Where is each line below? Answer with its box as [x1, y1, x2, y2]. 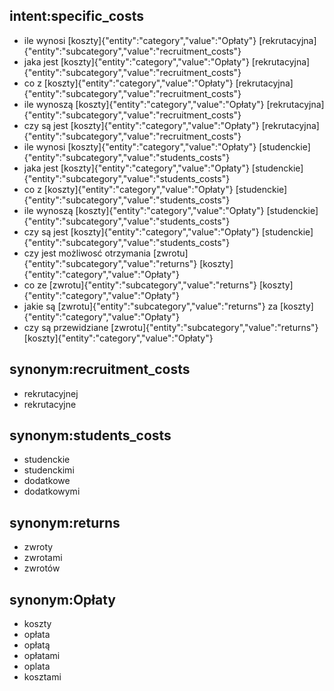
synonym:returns [9, 514, 121, 531]
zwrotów [23, 562, 61, 574]
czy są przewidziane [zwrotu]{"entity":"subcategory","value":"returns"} [23, 321, 319, 333]
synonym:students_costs [9, 427, 172, 444]
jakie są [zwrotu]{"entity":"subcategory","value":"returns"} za [23, 300, 279, 312]
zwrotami [23, 552, 63, 564]
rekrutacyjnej [23, 387, 79, 399]
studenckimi [23, 464, 75, 476]
